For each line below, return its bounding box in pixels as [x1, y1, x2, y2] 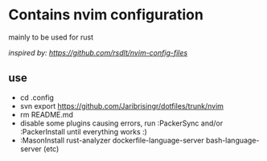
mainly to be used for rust [8, 32, 94, 42]
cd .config [19, 93, 55, 102]
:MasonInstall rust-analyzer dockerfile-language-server [19, 135, 204, 145]
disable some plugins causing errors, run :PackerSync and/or [19, 118, 224, 128]
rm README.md [19, 109, 74, 119]
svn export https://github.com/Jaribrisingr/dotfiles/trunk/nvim [19, 101, 224, 110]
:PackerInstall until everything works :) [19, 126, 147, 136]
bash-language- [205, 135, 260, 145]
